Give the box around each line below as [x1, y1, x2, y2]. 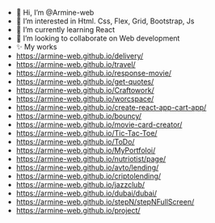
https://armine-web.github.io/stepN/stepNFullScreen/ [15, 197, 195, 206]
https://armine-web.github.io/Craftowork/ [15, 86, 155, 95]
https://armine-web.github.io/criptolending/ [15, 171, 162, 181]
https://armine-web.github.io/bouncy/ [15, 111, 142, 120]
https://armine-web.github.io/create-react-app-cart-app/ [15, 103, 207, 112]
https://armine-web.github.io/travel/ [15, 60, 136, 69]
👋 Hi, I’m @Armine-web [15, 8, 95, 17]
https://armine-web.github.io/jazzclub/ [15, 180, 145, 189]
